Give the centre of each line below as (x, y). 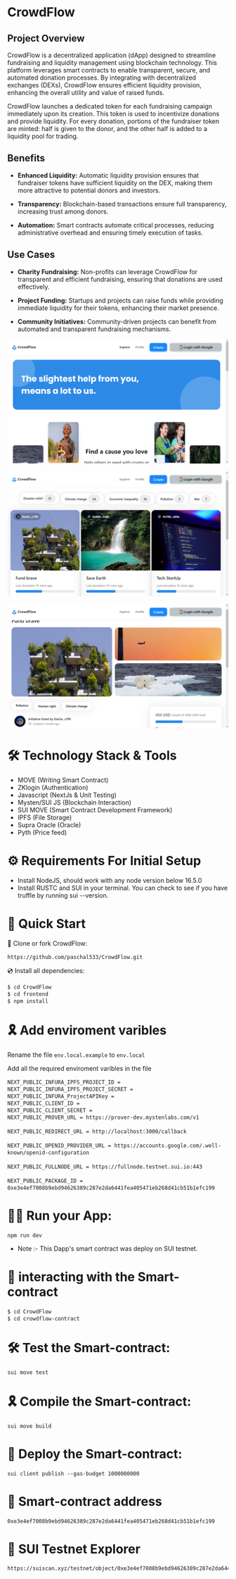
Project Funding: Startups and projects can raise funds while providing (120, 300)
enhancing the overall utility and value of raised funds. (86, 93)
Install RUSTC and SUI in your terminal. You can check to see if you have (123, 888)
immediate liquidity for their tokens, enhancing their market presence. (118, 308)
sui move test (28, 1372)
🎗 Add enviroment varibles (87, 1030)
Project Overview (46, 38)
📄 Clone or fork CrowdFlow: (47, 943)
